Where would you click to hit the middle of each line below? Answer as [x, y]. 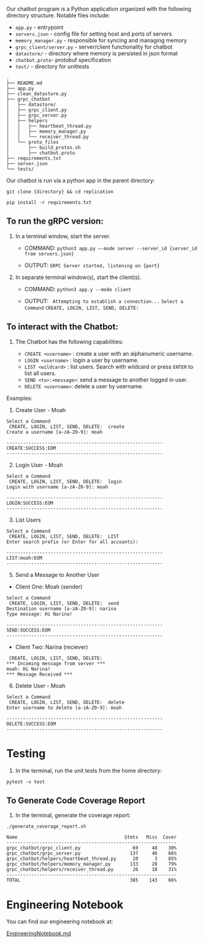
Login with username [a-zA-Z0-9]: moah [57, 487]
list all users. [40, 373]
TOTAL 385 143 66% [91, 880]
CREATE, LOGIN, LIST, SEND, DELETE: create [67, 426]
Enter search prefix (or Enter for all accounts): [72, 542]
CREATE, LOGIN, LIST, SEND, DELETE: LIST [64, 536]
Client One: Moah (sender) [49, 587]
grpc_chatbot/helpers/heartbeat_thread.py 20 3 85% [91, 859]
